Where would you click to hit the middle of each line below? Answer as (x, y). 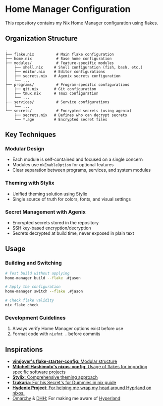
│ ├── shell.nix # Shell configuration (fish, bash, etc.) (74, 67)
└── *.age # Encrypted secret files (61, 119)
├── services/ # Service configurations (57, 102)
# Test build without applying (37, 273)
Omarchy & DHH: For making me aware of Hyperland (66, 399)
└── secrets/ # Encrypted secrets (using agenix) (69, 111)
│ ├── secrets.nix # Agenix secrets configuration (63, 76)
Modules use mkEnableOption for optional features (63, 165)
